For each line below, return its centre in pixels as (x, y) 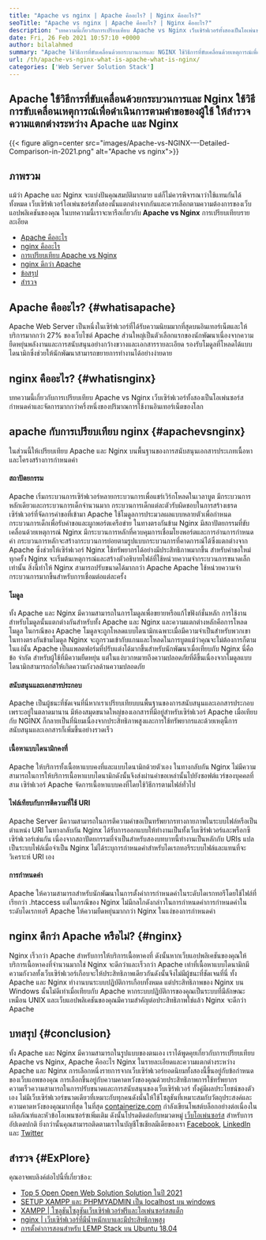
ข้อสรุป (29, 273)
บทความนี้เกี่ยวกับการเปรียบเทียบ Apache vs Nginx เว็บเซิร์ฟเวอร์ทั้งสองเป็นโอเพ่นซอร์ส (126, 397)
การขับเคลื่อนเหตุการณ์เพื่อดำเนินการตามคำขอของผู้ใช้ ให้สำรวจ (130, 112)
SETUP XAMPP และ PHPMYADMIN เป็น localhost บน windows (118, 1202)
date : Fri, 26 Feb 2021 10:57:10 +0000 (75, 38)
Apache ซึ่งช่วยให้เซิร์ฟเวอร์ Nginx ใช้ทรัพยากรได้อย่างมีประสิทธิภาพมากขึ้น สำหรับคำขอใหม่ (130, 550)
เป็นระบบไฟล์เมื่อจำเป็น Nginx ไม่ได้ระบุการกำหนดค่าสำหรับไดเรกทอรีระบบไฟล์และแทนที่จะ (128, 848)
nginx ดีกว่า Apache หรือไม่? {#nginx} (96, 937)
